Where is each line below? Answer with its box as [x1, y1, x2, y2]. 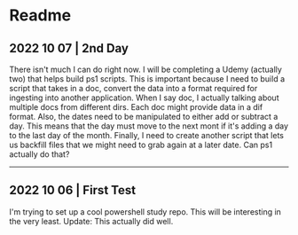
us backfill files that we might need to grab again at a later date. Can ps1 [9, 139, 273, 150]
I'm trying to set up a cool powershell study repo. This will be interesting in [9, 206, 282, 217]
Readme [9, 5, 72, 26]
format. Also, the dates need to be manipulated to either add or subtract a [9, 112, 278, 121]
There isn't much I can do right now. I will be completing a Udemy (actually [9, 64, 282, 74]
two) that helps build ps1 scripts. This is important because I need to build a [9, 74, 286, 84]
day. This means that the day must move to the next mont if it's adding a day [9, 121, 289, 131]
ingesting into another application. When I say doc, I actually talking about [9, 92, 279, 103]
